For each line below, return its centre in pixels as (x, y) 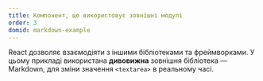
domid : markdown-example (49, 30)
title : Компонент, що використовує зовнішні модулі (95, 15)
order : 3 (23, 23)
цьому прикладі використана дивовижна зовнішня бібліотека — (118, 61)
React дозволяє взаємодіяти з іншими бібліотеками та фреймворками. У (131, 53)
